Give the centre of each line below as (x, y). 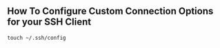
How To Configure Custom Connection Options (110, 11)
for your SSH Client (49, 22)
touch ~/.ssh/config (37, 38)
